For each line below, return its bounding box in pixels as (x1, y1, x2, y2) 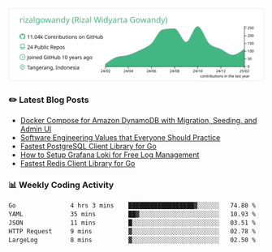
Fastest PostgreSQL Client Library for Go (19, 142, 157, 152)
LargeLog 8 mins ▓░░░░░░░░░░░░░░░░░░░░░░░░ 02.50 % (8, 236, 256, 244)
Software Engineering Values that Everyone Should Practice (19, 133, 221, 143)
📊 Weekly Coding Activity (8, 179, 114, 190)
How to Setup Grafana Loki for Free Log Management (19, 150, 200, 160)
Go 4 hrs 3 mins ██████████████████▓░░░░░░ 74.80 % (8, 202, 256, 210)
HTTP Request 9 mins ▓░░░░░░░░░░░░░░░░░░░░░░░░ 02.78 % (8, 227, 256, 235)
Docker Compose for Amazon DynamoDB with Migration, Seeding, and (19, 116, 257, 126)
